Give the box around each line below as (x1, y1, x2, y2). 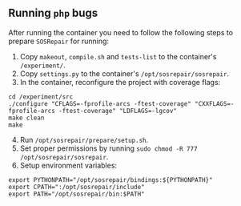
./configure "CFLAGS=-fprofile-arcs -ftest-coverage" (8, 99, 192, 107)
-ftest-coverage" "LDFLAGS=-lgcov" (58, 107, 178, 115)
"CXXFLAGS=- (195, 99, 235, 107)
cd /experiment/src (8, 92, 74, 101)
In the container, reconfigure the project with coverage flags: (19, 77, 221, 87)
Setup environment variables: (19, 160, 118, 170)
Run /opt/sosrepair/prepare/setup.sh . (19, 135, 149, 144)
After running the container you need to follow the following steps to (8, 27, 234, 37)
